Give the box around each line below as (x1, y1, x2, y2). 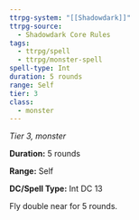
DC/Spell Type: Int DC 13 (9, 183, 103, 195)
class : (9, 97, 34, 107)
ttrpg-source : (9, 22, 63, 31)
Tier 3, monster (9, 130, 67, 141)
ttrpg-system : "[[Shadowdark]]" (9, 13, 131, 23)
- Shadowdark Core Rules (17, 30, 111, 39)
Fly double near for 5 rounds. (9, 201, 118, 212)
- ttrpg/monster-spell (17, 55, 103, 64)
